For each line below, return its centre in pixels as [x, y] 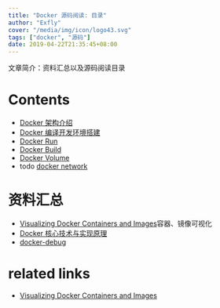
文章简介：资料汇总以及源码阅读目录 [67, 68]
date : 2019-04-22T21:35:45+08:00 [63, 45]
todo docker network [53, 166]
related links [49, 274]
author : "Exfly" [35, 23]
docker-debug [43, 242]
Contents [39, 100]
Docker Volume [44, 158]
